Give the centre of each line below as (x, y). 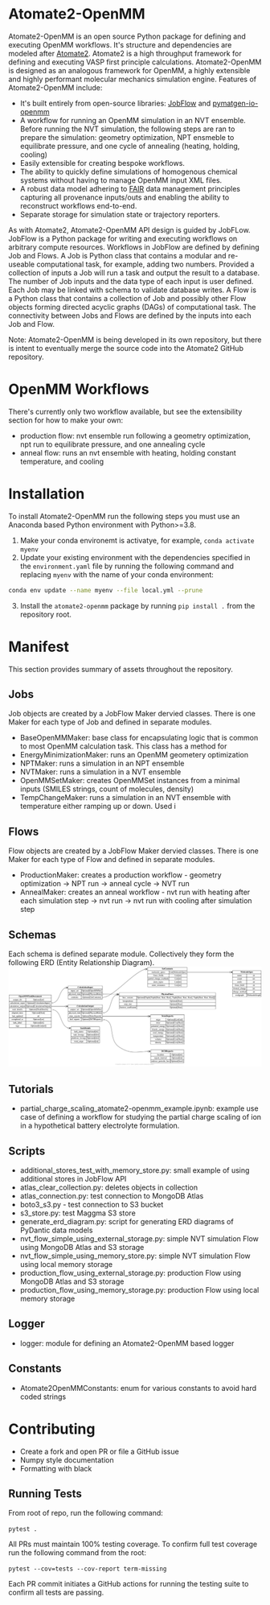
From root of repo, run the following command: (86, 1513)
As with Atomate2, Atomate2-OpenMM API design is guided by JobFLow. (129, 229)
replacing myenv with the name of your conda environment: (117, 574)
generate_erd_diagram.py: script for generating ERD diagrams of (127, 1222)
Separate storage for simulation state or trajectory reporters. (120, 214)
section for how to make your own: (66, 420)
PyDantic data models (56, 1230)
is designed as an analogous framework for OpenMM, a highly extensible (129, 70)
